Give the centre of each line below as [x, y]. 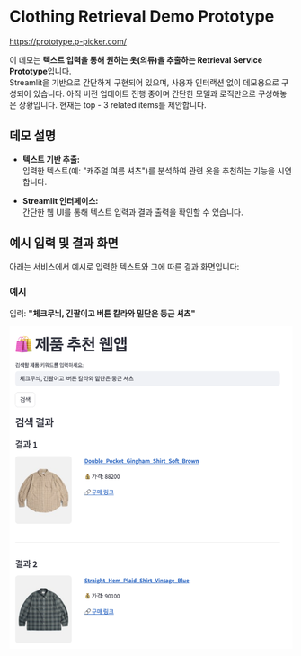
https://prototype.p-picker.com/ [68, 41]
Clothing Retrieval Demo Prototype [142, 17]
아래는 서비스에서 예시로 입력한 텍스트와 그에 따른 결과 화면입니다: [124, 266]
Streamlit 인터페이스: [60, 200]
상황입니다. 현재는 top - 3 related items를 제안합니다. [112, 104]
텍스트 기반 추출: [51, 159]
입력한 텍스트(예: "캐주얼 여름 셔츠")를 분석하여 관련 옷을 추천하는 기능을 [149, 170]
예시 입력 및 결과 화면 [64, 243]
